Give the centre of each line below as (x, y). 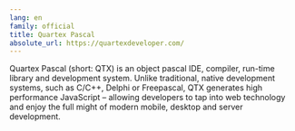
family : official (42, 26)
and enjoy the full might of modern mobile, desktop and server (126, 107)
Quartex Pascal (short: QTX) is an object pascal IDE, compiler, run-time (142, 69)
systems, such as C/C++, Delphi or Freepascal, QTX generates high (136, 88)
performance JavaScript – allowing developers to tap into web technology (147, 98)
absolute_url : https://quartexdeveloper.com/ (97, 43)
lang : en (26, 18)
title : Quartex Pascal (52, 34)
